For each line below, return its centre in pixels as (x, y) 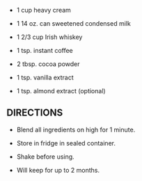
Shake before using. (45, 157)
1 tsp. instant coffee (45, 50)
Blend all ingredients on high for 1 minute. (76, 129)
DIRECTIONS (35, 113)
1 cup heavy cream (44, 10)
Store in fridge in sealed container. (66, 143)
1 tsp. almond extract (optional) (61, 91)
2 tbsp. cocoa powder (48, 64)
